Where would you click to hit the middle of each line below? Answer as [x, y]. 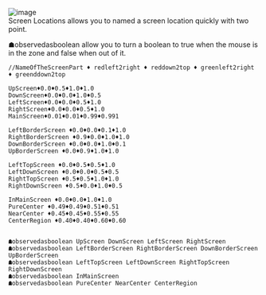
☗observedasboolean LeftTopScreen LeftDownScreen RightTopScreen [119, 262]
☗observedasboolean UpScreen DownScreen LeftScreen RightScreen [117, 242]
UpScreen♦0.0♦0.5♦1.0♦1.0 [51, 88]
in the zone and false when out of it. [67, 53]
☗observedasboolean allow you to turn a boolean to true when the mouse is [133, 45]
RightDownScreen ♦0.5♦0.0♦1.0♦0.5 [66, 186]
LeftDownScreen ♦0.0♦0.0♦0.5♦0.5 [64, 172]
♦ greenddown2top [37, 75]
